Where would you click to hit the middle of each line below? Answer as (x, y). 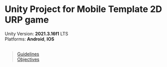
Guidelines (28, 54)
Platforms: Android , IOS (30, 39)
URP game (27, 20)
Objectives (28, 59)
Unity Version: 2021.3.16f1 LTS (36, 33)
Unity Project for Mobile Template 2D (83, 9)
